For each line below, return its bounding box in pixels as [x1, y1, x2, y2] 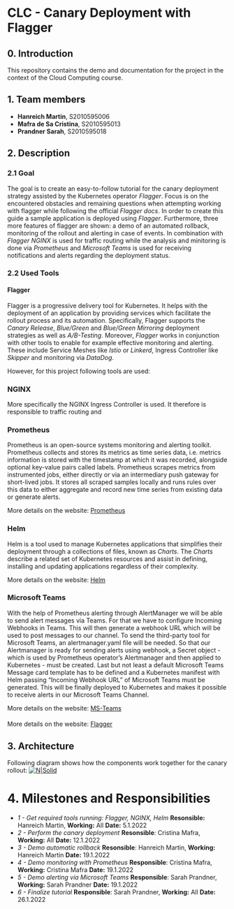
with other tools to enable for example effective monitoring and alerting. [7, 338, 214, 347]
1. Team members [7, 94, 86, 106]
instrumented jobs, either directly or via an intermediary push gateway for [7, 470, 219, 479]
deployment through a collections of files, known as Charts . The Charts [7, 547, 213, 555]
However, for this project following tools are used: [7, 367, 150, 375]
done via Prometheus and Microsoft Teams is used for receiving [7, 243, 192, 252]
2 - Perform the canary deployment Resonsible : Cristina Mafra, [17, 829, 200, 837]
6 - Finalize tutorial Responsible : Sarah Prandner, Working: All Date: [17, 888, 217, 896]
